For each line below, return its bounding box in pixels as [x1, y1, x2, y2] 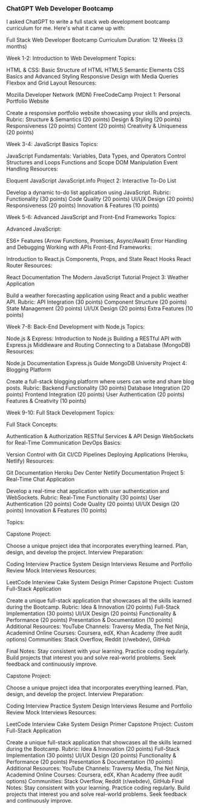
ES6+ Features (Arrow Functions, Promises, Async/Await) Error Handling [6, 237, 187, 245]
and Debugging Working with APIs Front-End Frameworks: [6, 243, 153, 251]
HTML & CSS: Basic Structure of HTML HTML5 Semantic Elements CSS [6, 66, 185, 74]
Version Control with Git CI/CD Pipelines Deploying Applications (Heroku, [6, 451, 188, 458]
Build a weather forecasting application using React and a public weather [6, 292, 189, 299]
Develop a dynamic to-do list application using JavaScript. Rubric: [6, 189, 172, 196]
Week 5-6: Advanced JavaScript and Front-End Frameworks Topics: [6, 214, 177, 221]
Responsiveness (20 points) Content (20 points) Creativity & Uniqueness [6, 122, 188, 130]
